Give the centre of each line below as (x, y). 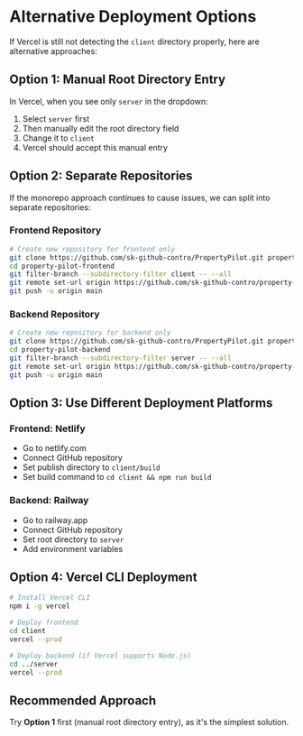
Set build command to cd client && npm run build (117, 477)
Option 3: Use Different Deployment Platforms (141, 403)
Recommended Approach (83, 700)
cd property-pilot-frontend (62, 266)
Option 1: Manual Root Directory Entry (118, 80)
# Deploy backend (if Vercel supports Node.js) (101, 656)
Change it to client (58, 138)
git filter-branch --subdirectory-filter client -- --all (120, 274)
